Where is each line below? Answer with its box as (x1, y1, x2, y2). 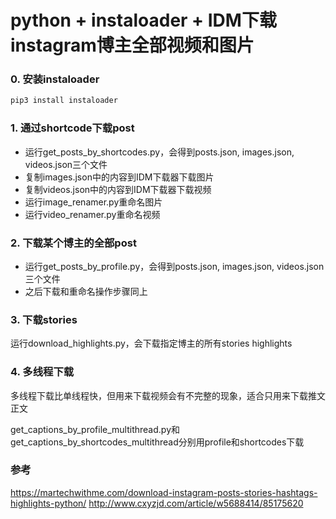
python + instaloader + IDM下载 (10, 9, 277, 32)
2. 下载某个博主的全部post (10, 236, 137, 250)
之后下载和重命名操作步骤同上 (24, 285, 148, 297)
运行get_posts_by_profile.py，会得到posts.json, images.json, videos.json (24, 260, 325, 272)
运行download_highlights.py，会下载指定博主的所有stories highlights (10, 337, 293, 350)
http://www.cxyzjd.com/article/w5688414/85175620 (88, 497, 304, 509)
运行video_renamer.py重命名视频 (24, 208, 161, 220)
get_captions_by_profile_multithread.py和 (10, 423, 181, 435)
